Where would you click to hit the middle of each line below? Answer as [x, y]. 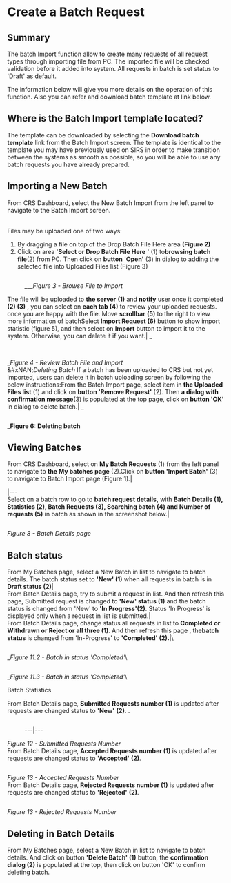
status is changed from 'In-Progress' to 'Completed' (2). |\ [90, 638]
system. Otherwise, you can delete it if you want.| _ [80, 336]
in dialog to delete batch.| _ [46, 406]
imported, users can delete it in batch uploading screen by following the [109, 377]
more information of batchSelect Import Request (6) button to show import [114, 321]
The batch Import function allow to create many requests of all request [108, 54]
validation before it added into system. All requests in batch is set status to [113, 69]
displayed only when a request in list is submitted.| [79, 616]
